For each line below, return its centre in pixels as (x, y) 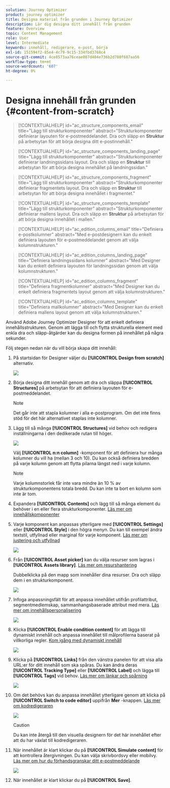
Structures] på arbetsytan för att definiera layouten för (70, 388)
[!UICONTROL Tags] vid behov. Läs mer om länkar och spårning (80, 676)
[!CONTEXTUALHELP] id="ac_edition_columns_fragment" (78, 281)
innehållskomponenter (36, 514)
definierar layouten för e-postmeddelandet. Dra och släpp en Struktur (91, 136)
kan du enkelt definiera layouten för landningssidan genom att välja (88, 266)
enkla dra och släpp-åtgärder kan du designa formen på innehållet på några (85, 333)
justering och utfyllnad (36, 540)
